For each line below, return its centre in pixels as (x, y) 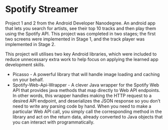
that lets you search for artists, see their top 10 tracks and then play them (81, 28)
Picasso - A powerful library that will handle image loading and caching (86, 74)
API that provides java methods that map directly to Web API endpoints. (86, 90)
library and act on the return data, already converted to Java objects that (88, 116)
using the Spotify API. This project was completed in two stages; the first (80, 33)
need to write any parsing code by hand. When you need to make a (82, 106)
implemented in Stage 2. (30, 44)
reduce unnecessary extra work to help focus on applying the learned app (82, 59)
